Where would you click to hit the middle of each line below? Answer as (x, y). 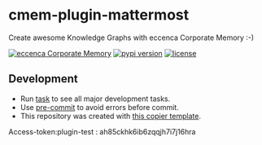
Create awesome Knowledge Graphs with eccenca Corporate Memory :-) (131, 37)
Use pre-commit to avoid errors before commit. (99, 107)
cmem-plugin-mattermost (99, 15)
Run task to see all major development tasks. (95, 99)
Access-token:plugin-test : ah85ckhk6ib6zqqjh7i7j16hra (102, 131)
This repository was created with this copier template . (111, 116)
